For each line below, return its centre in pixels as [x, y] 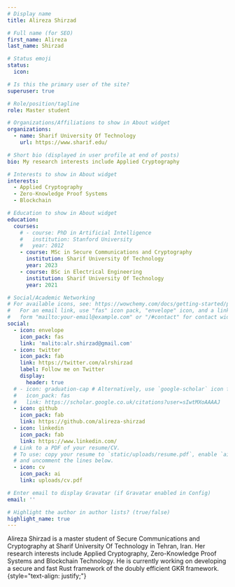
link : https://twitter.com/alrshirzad [76, 363]
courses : [26, 226]
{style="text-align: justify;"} [47, 576]
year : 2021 [42, 285]
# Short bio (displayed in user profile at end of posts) [93, 155]
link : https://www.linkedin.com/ [69, 441]
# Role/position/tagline [43, 104]
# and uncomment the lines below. [64, 461]
